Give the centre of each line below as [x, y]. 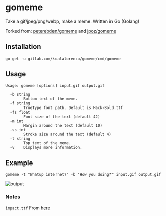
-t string [20, 139]
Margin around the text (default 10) [63, 125]
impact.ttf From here [28, 208]
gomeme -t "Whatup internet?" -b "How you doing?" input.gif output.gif [83, 175]
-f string [20, 103]
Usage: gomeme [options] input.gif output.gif [55, 86]
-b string [20, 94]
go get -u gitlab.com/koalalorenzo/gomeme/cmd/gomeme [63, 59]
